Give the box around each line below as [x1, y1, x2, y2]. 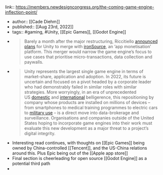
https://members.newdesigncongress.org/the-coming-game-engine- [15, 4, 154, 10]
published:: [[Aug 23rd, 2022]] [12, 24, 74, 30]
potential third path [12, 160, 51, 166]
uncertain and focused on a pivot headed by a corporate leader [24, 79, 152, 85]
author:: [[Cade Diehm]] [12, 19, 60, 24]
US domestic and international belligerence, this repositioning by [24, 94, 154, 100]
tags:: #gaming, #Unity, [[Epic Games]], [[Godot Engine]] [12, 29, 127, 35]
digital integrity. [24, 131, 56, 136]
